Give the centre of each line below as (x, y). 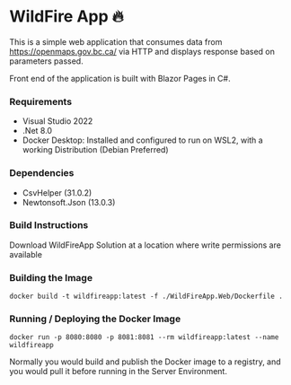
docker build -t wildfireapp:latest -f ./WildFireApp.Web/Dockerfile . (146, 297)
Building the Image (51, 277)
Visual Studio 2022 (57, 121)
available (26, 254)
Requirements (41, 101)
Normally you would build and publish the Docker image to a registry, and (145, 362)
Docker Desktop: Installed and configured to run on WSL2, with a (142, 140)
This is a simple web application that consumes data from (116, 41)
